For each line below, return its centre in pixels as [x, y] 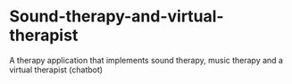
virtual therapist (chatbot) [56, 70]
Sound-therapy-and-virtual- [117, 17]
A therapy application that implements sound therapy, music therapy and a [146, 60]
